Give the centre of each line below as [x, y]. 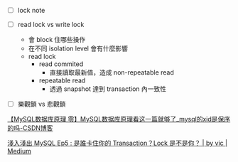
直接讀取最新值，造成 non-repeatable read [112, 72]
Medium [20, 151]
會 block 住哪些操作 [57, 40]
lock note [31, 10]
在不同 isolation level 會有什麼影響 [78, 48]
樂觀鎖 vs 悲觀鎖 [42, 104]
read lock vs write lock [51, 25]
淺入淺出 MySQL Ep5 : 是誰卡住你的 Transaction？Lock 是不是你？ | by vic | [118, 143]
